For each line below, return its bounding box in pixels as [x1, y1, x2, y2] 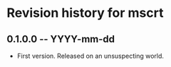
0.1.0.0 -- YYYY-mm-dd [6, 33, 115, 45]
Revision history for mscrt [6, 5, 164, 21]
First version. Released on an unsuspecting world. [16, 51, 165, 60]
